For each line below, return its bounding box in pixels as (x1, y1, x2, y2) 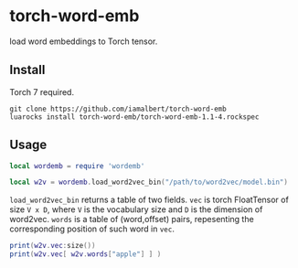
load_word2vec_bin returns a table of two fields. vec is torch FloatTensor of (9, 194, 290, 206)
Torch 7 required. (9, 86, 75, 97)
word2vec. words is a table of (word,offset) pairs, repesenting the (9, 214, 254, 225)
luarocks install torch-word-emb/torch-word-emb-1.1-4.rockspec (9, 112, 260, 122)
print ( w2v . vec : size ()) (9, 241, 96, 251)
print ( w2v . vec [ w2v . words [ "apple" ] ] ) (9, 250, 162, 259)
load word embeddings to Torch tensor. (9, 36, 158, 47)
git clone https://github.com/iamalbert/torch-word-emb (9, 104, 227, 113)
